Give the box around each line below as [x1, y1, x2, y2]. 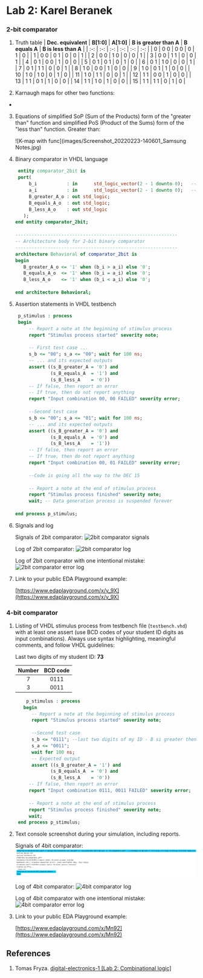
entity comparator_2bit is [18, 168, 86, 174]
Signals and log [14, 521, 54, 529]
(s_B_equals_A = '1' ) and [50, 370, 118, 376]
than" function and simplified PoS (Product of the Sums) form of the [14, 119, 184, 127]
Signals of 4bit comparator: [14, 842, 83, 850]
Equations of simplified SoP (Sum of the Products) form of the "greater [14, 113, 192, 120]
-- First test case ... [28, 345, 89, 351]
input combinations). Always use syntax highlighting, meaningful [14, 635, 176, 643]
